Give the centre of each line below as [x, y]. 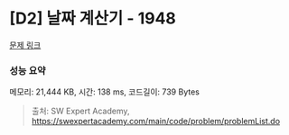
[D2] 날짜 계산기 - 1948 [93, 18]
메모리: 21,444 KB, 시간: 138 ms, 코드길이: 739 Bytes [105, 92]
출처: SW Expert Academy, [80, 111]
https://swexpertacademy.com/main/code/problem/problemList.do [156, 121]
